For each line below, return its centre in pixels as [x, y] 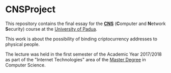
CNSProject [31, 9]
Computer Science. [25, 65]
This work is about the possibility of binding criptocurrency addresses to [81, 39]
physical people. [22, 44]
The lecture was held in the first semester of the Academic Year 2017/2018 [83, 54]
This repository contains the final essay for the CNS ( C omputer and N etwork [85, 23]
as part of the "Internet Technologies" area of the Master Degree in [76, 59]
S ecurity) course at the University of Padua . [51, 29]
